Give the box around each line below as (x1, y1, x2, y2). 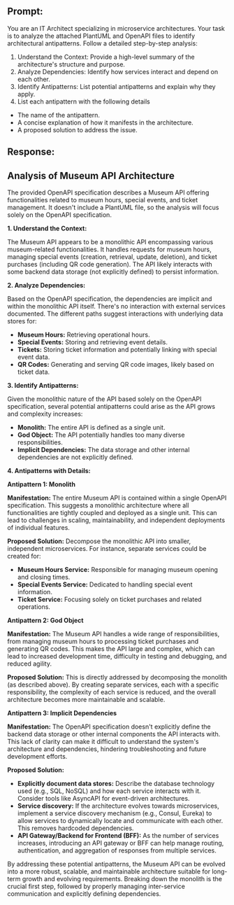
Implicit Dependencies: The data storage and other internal (17, 446, 190, 454)
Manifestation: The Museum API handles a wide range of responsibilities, (7, 630, 220, 638)
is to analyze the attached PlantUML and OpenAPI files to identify (7, 31, 196, 40)
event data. (17, 353, 50, 361)
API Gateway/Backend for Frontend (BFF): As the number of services (17, 832, 219, 840)
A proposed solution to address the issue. (17, 125, 138, 134)
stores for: (7, 317, 37, 325)
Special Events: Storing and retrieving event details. (17, 338, 168, 346)
